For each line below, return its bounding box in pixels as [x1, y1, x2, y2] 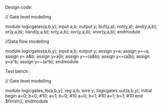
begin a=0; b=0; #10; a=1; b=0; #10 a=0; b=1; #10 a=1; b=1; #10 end [5, 93, 143, 99]
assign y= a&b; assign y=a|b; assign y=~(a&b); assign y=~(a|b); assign [5, 53, 150, 59]
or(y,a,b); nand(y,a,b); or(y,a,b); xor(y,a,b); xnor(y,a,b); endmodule [5, 29, 141, 34]
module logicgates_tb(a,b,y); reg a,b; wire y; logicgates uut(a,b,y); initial [5, 88, 153, 94]
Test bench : [5, 68, 31, 74]
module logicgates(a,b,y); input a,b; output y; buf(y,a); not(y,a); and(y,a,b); [5, 23, 158, 29]
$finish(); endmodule [5, 98, 48, 104]
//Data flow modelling [5, 38, 50, 44]
